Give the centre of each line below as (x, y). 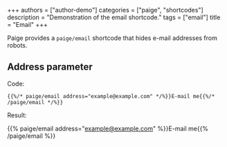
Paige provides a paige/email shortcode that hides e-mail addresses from (112, 38)
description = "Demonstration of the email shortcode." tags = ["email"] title (114, 17)
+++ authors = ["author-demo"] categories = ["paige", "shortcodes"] (106, 10)
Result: (17, 115)
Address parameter (50, 67)
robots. (17, 45)
